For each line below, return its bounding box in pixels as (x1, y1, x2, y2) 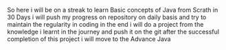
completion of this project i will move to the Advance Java (7, 35, 171, 43)
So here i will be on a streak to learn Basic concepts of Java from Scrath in (7, 6, 218, 14)
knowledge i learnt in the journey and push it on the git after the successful (7, 27, 220, 36)
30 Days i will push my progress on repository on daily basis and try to (7, 13, 207, 21)
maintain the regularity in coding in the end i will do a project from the (7, 21, 204, 28)
